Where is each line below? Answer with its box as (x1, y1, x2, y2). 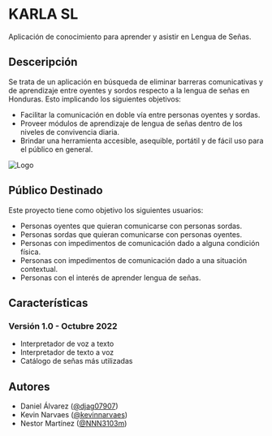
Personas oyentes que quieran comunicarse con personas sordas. (19, 221, 242, 231)
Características (8, 296, 89, 309)
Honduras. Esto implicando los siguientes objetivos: (8, 94, 181, 104)
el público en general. (19, 144, 93, 154)
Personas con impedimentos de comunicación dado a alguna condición (19, 238, 260, 248)
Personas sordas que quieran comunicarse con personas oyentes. (19, 229, 242, 240)
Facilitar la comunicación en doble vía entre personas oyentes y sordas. (19, 110, 261, 119)
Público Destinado (8, 183, 103, 197)
